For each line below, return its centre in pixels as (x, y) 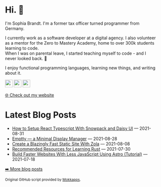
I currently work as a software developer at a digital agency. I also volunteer (80, 38)
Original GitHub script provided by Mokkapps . (43, 179)
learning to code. (22, 48)
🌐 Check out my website (29, 95)
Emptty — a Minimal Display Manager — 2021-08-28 (65, 139)
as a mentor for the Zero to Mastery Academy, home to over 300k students (80, 43)
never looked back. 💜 (26, 58)
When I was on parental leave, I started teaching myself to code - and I (76, 53)
